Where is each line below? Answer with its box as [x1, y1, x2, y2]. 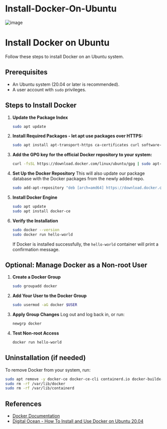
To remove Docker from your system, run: [5, 367, 91, 373]
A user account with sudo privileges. [12, 86, 86, 92]
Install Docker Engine [12, 194, 58, 200]
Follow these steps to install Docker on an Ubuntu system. [5, 53, 124, 59]
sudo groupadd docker [12, 284, 57, 289]
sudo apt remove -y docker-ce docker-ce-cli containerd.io [5, 377, 130, 382]
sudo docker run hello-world [12, 232, 73, 237]
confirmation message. [12, 246, 60, 252]
